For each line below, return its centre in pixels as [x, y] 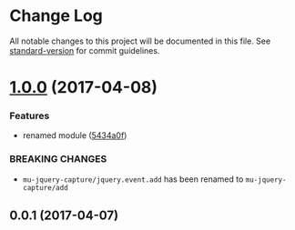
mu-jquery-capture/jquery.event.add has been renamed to [133, 179]
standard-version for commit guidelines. [85, 50]
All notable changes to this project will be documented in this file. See [140, 41]
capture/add [45, 187]
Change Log [56, 16]
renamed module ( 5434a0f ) [75, 135]
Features [30, 116]
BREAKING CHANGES [58, 159]
